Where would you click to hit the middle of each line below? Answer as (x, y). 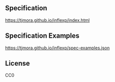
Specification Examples (42, 36)
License (18, 63)
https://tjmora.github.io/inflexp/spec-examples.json (57, 48)
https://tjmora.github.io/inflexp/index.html (47, 20)
